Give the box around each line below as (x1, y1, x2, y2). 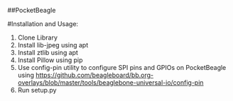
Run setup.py (17, 86, 57, 94)
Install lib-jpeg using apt (17, 41, 89, 49)
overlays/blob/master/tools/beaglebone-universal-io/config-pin (17, 78, 204, 87)
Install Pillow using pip (17, 56, 83, 64)
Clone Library (17, 33, 58, 42)
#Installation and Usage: (7, 20, 79, 28)
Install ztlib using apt (17, 49, 78, 57)
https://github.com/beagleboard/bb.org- (35, 71, 154, 79)
